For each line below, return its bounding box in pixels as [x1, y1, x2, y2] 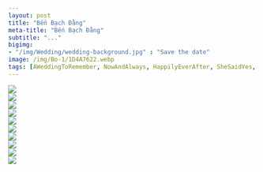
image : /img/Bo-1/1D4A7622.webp [8, 56, 115, 64]
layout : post [8, 11, 51, 20]
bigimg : [8, 41, 34, 49]
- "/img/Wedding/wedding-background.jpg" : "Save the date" [8, 48, 211, 56]
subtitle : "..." [8, 33, 62, 42]
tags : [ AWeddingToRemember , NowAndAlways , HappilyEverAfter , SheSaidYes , [8, 63, 257, 71]
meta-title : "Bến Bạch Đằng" [8, 26, 104, 34]
